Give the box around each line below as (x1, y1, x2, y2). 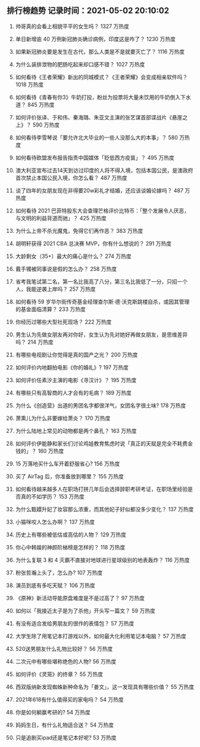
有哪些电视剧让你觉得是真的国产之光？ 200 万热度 (15, 351, 138, 358)
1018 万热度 (15, 81, 44, 88)
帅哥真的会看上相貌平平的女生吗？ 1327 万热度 (15, 23, 130, 30)
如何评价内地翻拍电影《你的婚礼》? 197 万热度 (15, 364, 129, 371)
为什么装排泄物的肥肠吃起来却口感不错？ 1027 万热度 (15, 60, 145, 67)
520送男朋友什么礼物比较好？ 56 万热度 (15, 645, 113, 652)
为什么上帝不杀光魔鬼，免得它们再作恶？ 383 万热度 (15, 227, 143, 234)
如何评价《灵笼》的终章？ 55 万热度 (15, 671, 104, 678)
